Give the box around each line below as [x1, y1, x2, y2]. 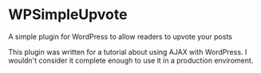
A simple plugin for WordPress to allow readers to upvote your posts [8, 32, 233, 41]
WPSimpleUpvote [8, 6, 128, 24]
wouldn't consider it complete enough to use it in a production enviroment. [8, 56, 254, 65]
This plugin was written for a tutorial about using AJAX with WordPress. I [8, 47, 247, 56]
